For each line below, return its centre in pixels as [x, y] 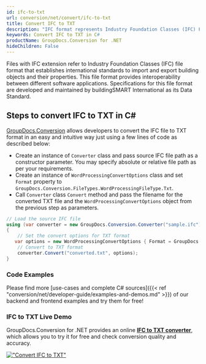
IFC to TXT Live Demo [39, 317]
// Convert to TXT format [51, 247]
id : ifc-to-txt [26, 12]
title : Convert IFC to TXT [41, 23]
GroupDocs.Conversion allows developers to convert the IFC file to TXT [97, 130]
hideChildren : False [33, 47]
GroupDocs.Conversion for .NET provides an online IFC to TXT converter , [100, 330]
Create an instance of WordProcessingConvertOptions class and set [99, 175]
